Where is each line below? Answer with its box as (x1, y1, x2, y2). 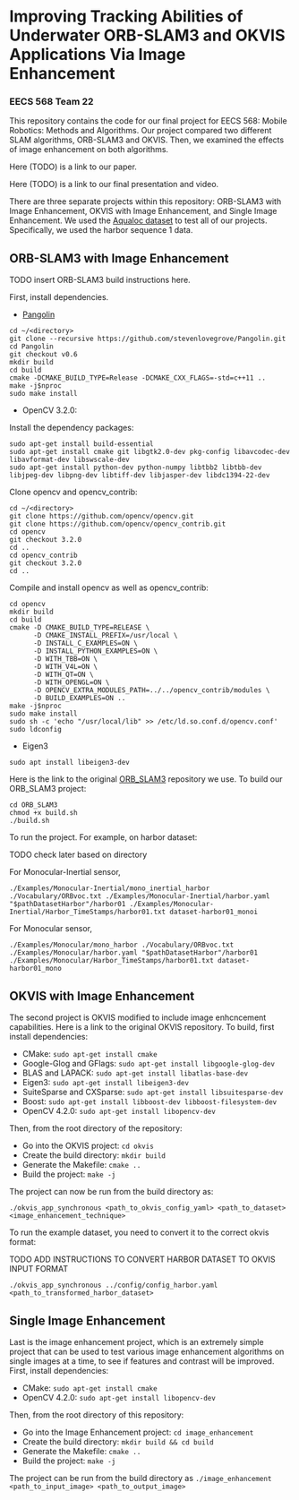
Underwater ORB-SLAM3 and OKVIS (9, 25, 286, 46)
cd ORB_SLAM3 (9, 801, 58, 810)
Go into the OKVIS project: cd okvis (21, 1140, 154, 1152)
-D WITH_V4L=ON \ (32, 663, 98, 672)
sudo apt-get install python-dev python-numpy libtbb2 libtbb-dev (9, 463, 262, 472)
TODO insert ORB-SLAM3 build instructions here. (9, 275, 191, 286)
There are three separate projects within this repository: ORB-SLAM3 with (9, 196, 282, 207)
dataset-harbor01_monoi (169, 907, 258, 917)
